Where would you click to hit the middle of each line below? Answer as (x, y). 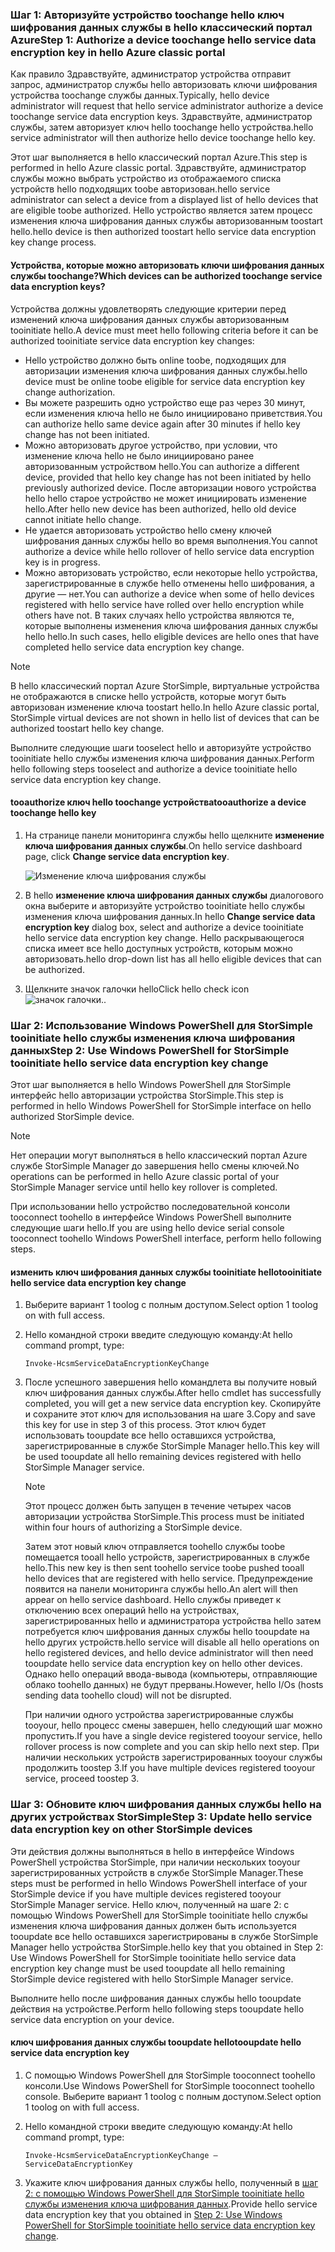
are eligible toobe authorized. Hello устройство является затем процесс (161, 210)
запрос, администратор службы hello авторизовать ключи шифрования (164, 85)
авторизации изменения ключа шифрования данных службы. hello (166, 370)
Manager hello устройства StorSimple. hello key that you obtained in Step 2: (167, 1947)
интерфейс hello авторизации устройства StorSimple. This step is (147, 1095)
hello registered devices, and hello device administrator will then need (169, 1653)
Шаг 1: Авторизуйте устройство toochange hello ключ (147, 15)
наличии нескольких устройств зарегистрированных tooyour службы (173, 1757)
